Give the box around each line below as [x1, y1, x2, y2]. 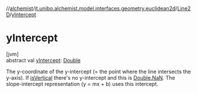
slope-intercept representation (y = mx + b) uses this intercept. [6, 80, 158, 87]
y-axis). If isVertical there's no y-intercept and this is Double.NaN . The [6, 74, 175, 81]
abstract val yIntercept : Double [6, 56, 81, 63]
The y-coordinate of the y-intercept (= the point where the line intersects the [6, 68, 191, 75]
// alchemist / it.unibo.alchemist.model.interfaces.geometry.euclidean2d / [6, 5, 178, 12]
